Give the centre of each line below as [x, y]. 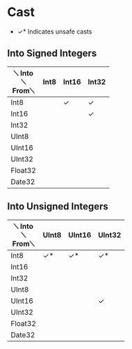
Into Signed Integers [52, 53]
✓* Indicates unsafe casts [55, 31]
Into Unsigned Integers [58, 207]
